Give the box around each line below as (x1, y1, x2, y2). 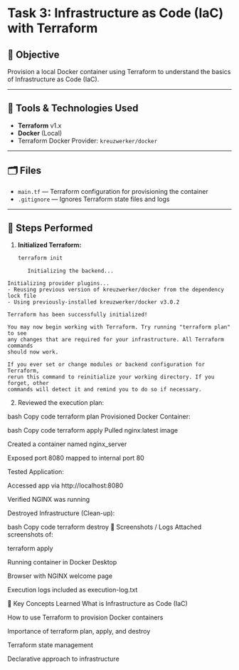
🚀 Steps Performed (7, 222, 93, 234)
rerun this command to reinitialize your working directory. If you (7, 373, 215, 381)
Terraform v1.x (17, 121, 62, 130)
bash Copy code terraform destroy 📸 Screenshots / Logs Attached (7, 522, 201, 532)
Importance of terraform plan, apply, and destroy (7, 627, 151, 636)
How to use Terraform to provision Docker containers (7, 613, 164, 622)
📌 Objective (7, 48, 60, 61)
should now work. (7, 349, 59, 356)
